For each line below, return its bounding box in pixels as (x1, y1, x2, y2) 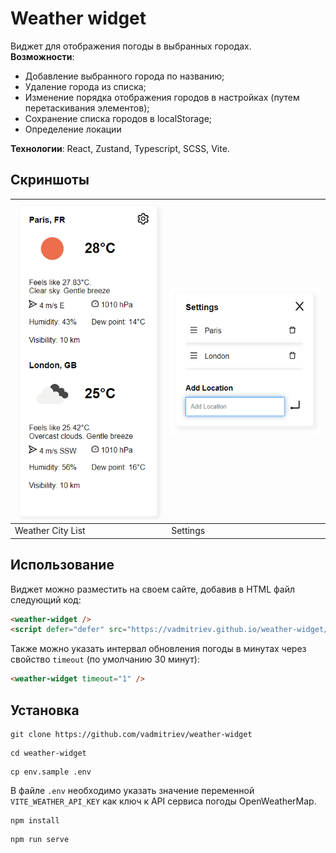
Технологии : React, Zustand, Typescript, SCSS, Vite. (10, 142, 230, 154)
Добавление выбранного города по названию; (24, 70, 225, 82)
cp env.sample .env (10, 767, 92, 777)
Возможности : (10, 50, 75, 62)
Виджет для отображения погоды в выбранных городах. (10, 40, 252, 52)
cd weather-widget (10, 748, 87, 758)
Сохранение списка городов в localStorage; (24, 112, 213, 124)
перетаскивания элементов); (24, 102, 150, 114)
